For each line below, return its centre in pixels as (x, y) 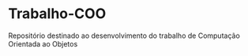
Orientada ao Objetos (43, 43)
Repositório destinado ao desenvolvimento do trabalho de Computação (124, 35)
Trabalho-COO (57, 14)
